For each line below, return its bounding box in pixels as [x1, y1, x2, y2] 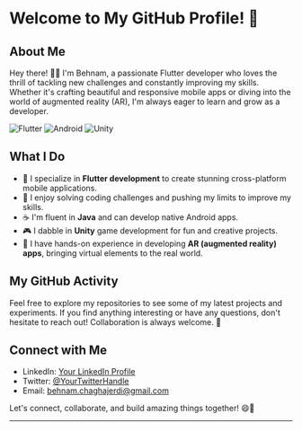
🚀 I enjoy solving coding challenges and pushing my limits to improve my [22, 192, 292, 203]
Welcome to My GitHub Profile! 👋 [9, 8, 259, 29]
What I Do [9, 149, 66, 164]
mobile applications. [22, 182, 97, 193]
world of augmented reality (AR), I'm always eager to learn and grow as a [9, 96, 280, 107]
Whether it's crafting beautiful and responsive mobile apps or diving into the [9, 87, 291, 97]
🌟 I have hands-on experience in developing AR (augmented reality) [22, 238, 277, 249]
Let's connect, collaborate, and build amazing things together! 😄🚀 [9, 403, 255, 414]
